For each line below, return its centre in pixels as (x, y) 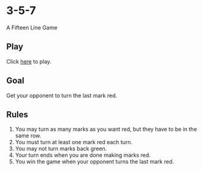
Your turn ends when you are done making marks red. (83, 155)
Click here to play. (29, 61)
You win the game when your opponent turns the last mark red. (94, 162)
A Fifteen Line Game (32, 27)
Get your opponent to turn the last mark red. (62, 95)
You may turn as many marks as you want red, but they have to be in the (106, 129)
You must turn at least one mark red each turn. (74, 142)
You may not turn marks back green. (61, 149)
